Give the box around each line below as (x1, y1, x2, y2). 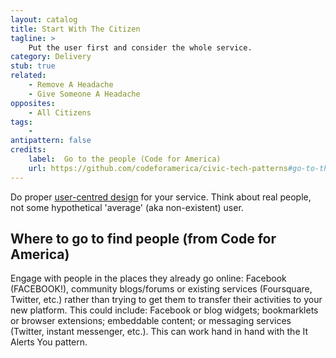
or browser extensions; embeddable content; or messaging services (10, 315, 292, 327)
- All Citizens (28, 107, 92, 118)
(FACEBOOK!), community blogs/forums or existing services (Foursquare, (10, 283, 313, 295)
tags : (10, 117, 33, 127)
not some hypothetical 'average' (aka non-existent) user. (10, 201, 244, 213)
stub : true (10, 61, 56, 71)
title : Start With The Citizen (10, 24, 141, 34)
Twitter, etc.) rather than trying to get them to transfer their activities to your (10, 294, 323, 306)
